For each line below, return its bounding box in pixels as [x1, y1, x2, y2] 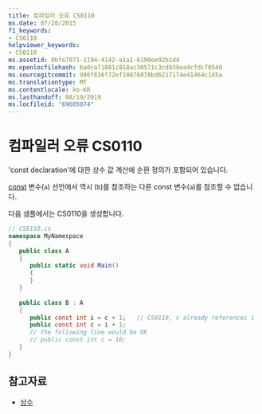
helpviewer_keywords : [8, 41, 80, 49]
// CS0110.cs [8, 225, 52, 233]
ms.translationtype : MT [8, 78, 88, 86]
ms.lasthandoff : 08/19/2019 [8, 93, 102, 101]
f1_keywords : [8, 26, 52, 34]
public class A [18, 247, 69, 255]
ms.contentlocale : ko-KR [8, 85, 91, 94]
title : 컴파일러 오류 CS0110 [8, 11, 96, 20]
